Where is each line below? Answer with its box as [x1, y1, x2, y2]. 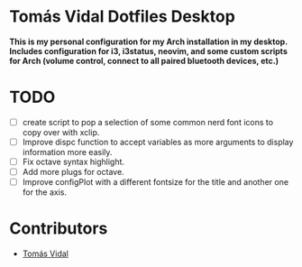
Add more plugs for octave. [22, 167, 124, 178]
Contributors [9, 218, 108, 239]
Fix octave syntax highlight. [22, 156, 124, 167]
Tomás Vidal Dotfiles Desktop [9, 6, 236, 27]
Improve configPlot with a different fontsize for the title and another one [22, 177, 289, 188]
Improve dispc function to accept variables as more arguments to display [22, 136, 294, 147]
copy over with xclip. [22, 126, 100, 137]
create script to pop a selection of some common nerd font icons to [22, 116, 273, 127]
